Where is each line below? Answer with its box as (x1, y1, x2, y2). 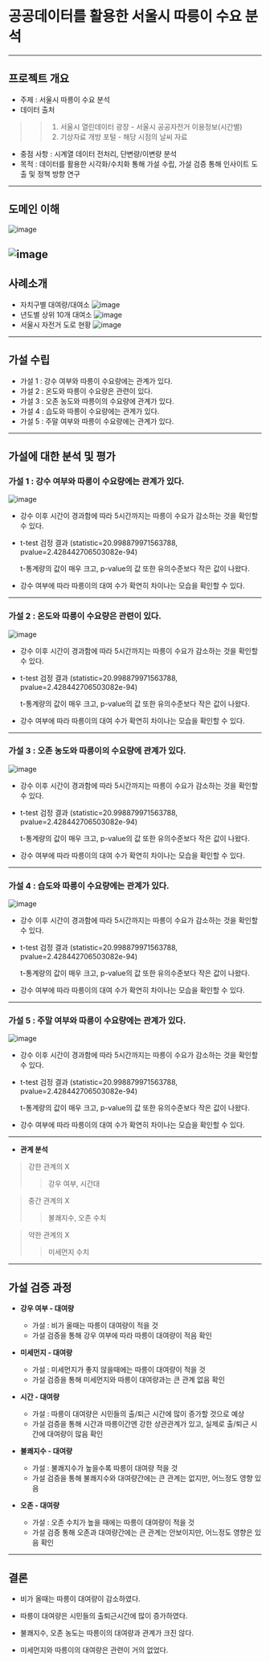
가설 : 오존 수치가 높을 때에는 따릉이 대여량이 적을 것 (31, 1517, 195, 1528)
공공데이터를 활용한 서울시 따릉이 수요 (8, 7, 243, 26)
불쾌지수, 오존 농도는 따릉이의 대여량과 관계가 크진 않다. (19, 1628, 194, 1638)
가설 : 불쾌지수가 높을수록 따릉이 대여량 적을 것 (31, 1463, 178, 1473)
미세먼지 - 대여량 (19, 1348, 73, 1357)
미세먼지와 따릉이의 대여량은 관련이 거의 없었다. (19, 1645, 169, 1655)
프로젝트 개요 (8, 72, 70, 85)
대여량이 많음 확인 (47, 1429, 104, 1439)
